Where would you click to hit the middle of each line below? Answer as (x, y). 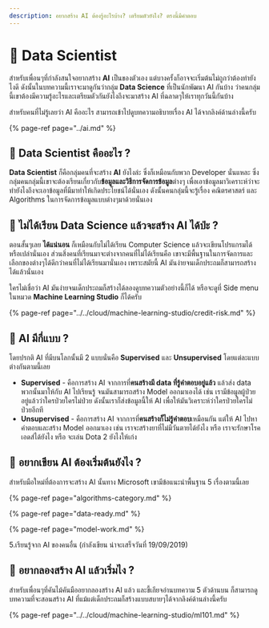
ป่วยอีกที (32, 410)
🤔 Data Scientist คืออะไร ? (70, 153)
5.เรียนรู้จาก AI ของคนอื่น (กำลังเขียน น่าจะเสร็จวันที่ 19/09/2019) (99, 544)
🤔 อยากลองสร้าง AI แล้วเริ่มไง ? (72, 571)
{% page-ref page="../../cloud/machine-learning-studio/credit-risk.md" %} (132, 313)
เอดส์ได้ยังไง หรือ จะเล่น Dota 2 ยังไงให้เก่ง (79, 437)
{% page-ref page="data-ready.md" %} (75, 513)
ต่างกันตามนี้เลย (30, 367)
